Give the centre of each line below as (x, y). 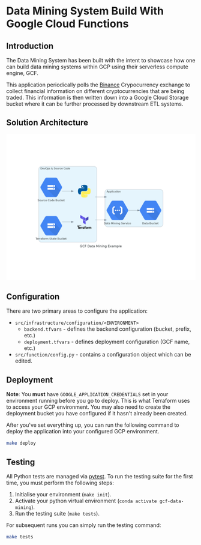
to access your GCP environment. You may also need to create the (88, 407)
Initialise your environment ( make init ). (63, 494)
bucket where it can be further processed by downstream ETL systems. (95, 104)
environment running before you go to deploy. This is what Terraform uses (98, 401)
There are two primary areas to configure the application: (77, 311)
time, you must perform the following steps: (60, 483)
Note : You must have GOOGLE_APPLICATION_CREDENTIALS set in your (87, 394)
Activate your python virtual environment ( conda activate (86, 501)
